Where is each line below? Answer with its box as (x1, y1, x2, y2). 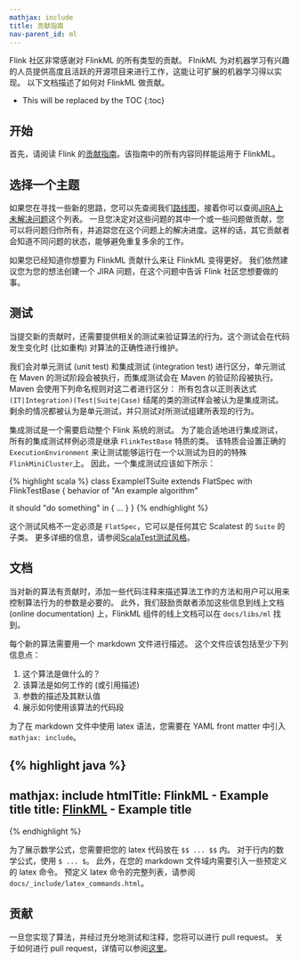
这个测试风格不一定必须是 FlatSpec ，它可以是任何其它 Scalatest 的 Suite (9, 520, 276, 531)
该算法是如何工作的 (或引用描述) (21, 679, 140, 690)
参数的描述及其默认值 (21, 690, 101, 701)
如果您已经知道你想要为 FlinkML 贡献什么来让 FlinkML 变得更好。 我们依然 (9, 255, 280, 265)
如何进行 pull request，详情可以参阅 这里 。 (16, 942, 172, 953)
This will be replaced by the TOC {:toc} (21, 95, 165, 106)
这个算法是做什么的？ (21, 668, 101, 679)
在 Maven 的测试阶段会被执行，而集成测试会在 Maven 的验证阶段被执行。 (9, 371, 279, 383)
